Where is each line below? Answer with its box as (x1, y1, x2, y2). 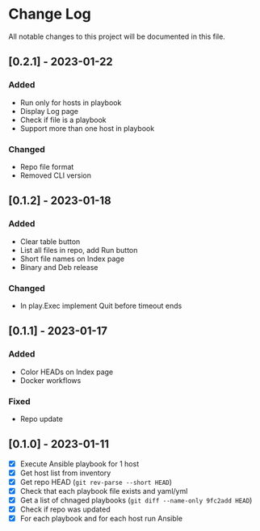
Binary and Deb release (19, 262, 99, 272)
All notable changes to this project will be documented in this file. (8, 32, 226, 41)
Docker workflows (19, 375, 82, 385)
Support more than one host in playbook (19, 123, 155, 133)
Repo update (19, 414, 63, 424)
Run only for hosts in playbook (19, 98, 122, 107)
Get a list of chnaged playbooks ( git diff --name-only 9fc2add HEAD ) (19, 495, 253, 505)
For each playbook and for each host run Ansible (19, 514, 183, 524)
